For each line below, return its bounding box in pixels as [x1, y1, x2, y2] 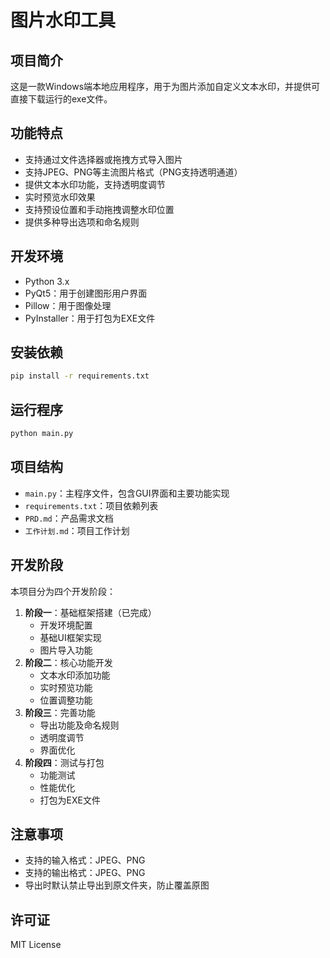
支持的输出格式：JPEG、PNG [24, 867, 146, 879]
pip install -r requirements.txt [10, 371, 150, 381]
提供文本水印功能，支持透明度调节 [24, 178, 166, 190]
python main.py [10, 429, 74, 439]
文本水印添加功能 [39, 669, 111, 681]
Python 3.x [24, 275, 70, 287]
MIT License [10, 939, 62, 951]
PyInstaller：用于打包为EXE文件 [24, 312, 156, 324]
